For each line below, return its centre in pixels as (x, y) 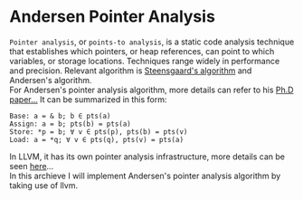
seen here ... (32, 166)
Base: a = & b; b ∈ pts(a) (60, 116)
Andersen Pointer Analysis (112, 17)
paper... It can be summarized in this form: (88, 99)
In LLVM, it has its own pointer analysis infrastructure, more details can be (147, 157)
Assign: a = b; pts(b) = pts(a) (70, 124)
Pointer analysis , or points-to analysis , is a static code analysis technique (152, 42)
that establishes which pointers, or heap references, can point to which (142, 51)
